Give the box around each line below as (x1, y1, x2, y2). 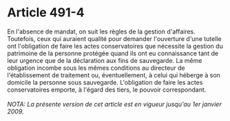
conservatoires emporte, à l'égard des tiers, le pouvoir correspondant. (7, 85, 207, 94)
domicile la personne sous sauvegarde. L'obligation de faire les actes (7, 78, 203, 86)
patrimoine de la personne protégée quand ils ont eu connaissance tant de (7, 49, 219, 57)
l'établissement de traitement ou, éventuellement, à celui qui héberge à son (7, 70, 220, 79)
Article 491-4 (7, 5, 85, 21)
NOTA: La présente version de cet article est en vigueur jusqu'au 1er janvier (7, 100, 222, 108)
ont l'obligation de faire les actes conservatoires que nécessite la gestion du (7, 42, 224, 50)
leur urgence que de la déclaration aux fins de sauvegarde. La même (7, 56, 202, 64)
